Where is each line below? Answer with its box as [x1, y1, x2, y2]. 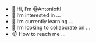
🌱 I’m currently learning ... [11, 18, 74, 24]
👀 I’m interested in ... [11, 12, 61, 19]
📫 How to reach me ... [11, 31, 66, 37]
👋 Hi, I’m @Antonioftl [11, 6, 62, 12]
